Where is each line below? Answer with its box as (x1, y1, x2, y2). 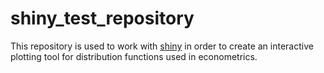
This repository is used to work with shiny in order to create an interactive (10, 40, 314, 52)
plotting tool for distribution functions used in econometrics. (10, 50, 258, 62)
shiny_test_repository (10, 7, 195, 30)
